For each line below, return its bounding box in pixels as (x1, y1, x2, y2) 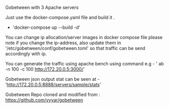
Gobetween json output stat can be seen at (5, 76, 96, 82)
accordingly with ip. (5, 51, 47, 57)
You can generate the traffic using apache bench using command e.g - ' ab (5, 61, 164, 66)
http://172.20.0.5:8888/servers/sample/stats (7, 82, 100, 87)
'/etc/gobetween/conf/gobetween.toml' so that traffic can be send (5, 45, 145, 51)
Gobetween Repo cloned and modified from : (5, 92, 101, 97)
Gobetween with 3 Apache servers (5, 5, 79, 10)
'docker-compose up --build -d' (12, 24, 80, 30)
